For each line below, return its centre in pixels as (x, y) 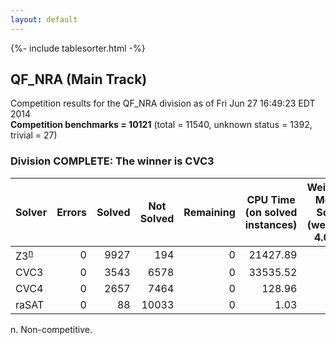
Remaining (209, 212)
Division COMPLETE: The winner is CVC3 (112, 161)
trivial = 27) (34, 135)
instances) (271, 224)
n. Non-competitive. (51, 330)
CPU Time (271, 199)
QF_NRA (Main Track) (79, 79)
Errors (71, 212)
